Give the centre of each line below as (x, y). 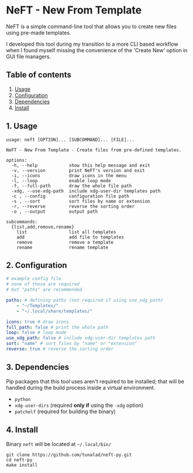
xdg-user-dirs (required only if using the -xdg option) (79, 405)
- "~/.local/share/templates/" (55, 311)
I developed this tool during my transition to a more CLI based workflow (92, 44)
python (23, 399)
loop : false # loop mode (36, 333)
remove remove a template (65, 242)
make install (22, 465)
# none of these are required (43, 284)
